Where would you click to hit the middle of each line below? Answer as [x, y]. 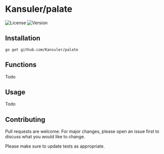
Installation [23, 38]
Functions [21, 65]
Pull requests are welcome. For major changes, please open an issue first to [82, 131]
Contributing [25, 119]
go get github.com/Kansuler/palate [42, 50]
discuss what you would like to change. [45, 137]
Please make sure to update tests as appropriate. [55, 146]
